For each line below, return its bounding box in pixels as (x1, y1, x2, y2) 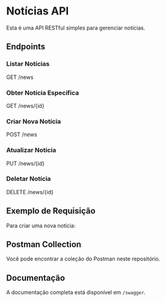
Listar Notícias (6, 60, 50, 68)
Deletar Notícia (6, 175, 51, 183)
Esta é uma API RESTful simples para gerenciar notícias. (6, 24, 146, 31)
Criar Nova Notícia (6, 117, 61, 125)
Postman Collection (6, 239, 82, 250)
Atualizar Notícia (6, 146, 57, 154)
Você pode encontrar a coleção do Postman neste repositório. (6, 255, 161, 263)
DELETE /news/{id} (6, 188, 54, 195)
